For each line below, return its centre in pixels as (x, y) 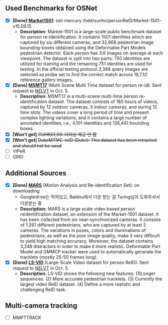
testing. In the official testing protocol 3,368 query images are (84, 69)
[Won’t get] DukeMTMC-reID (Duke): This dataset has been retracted (85, 140)
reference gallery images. (47, 80)
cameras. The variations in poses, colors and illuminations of (83, 230)
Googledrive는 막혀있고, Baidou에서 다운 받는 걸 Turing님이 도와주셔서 (90, 197)
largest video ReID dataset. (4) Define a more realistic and (80, 284)
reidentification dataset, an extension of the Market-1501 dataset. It (90, 214)
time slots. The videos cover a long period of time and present (85, 112)
